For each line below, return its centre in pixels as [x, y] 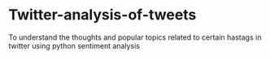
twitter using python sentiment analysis [74, 45]
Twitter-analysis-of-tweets [102, 15]
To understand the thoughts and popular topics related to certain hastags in [135, 37]
